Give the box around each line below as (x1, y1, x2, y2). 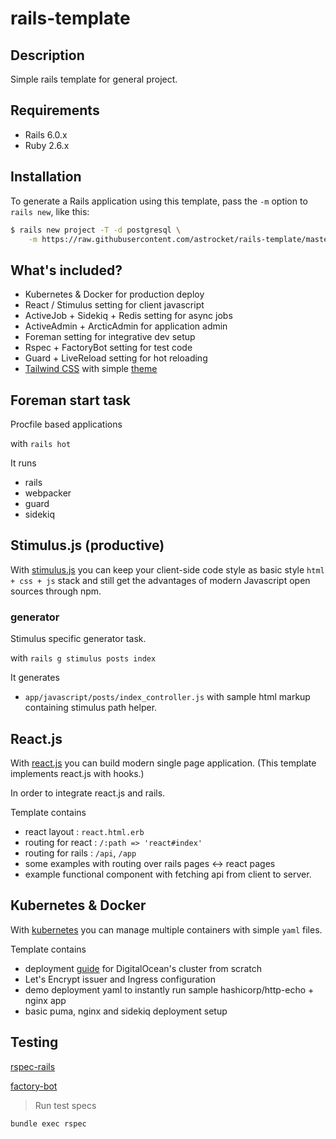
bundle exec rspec (10, 1118, 87, 1129)
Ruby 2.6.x (24, 139, 70, 151)
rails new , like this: (10, 205, 90, 217)
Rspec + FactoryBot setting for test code (24, 342, 193, 354)
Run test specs (34, 1099, 97, 1111)
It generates (10, 672, 60, 684)
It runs (10, 457, 37, 469)
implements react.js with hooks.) (10, 767, 145, 779)
